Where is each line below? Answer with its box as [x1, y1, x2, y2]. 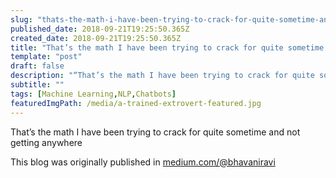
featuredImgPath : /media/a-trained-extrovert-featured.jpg [10, 98, 262, 108]
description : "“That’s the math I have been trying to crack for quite [10, 71, 315, 81]
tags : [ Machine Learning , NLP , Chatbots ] [10, 89, 177, 99]
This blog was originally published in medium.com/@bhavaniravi [10, 156, 276, 168]
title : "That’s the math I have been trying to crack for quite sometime [10, 42, 325, 53]
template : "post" [10, 52, 83, 62]
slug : [10, 14, 33, 25]
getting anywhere [10, 136, 83, 148]
